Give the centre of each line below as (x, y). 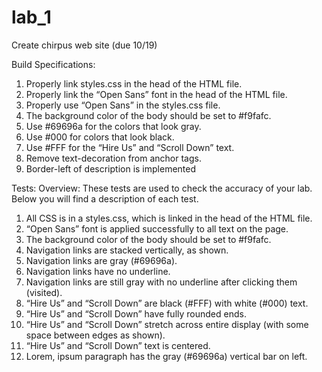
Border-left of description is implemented (111, 168)
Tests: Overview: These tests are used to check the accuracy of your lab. (162, 188)
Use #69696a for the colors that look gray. (113, 126)
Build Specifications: (53, 64)
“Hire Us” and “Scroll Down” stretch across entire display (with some (167, 324)
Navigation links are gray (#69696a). (101, 260)
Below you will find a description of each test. (105, 198)
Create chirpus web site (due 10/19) (84, 45)
